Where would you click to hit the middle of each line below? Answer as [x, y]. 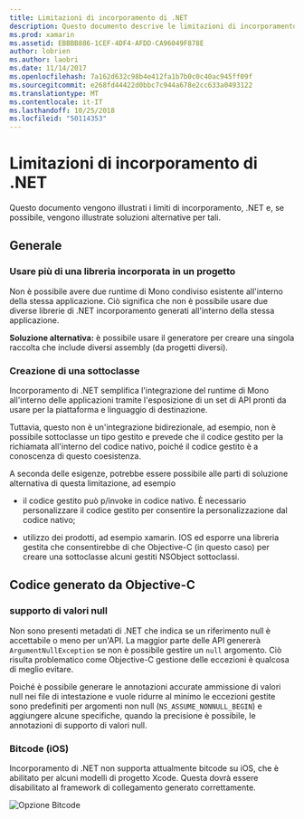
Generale [36, 246]
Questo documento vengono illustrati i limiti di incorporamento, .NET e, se [147, 208]
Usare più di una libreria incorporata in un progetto [123, 271]
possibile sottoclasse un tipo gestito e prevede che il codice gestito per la [146, 437]
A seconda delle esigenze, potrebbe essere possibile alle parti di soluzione [149, 474]
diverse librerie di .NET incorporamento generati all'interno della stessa [142, 310]
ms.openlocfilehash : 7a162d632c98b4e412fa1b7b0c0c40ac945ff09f [131, 77]
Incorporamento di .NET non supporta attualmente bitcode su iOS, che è [144, 768]
